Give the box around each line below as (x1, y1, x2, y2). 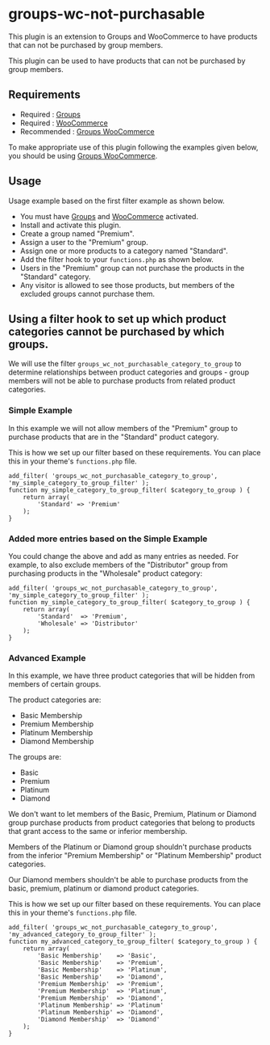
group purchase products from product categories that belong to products (8, 818, 255, 827)
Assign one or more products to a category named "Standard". (19, 246, 228, 256)
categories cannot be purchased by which (8, 324, 225, 338)
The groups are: (8, 752, 62, 762)
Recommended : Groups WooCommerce (19, 126, 155, 136)
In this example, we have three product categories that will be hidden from (8, 671, 255, 680)
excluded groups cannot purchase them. (19, 289, 156, 298)
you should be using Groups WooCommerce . (8, 150, 158, 160)
